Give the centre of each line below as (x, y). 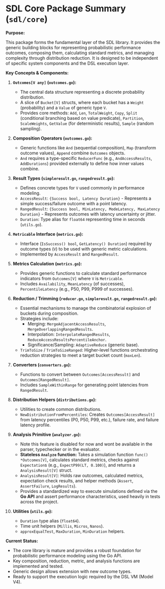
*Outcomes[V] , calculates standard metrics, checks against (80, 460)
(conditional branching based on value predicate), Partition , (82, 118)
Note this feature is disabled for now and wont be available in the (86, 444)
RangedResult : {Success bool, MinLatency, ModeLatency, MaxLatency (90, 209)
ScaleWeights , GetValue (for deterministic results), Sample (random (87, 123)
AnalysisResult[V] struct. (46, 470)
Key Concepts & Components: (37, 73)
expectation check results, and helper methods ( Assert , (77, 480)
